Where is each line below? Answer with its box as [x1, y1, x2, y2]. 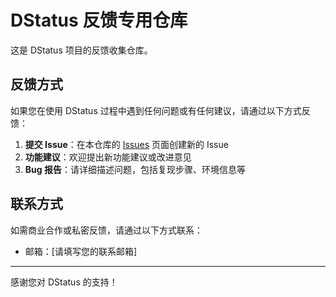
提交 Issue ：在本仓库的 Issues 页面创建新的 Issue [24, 138, 229, 150]
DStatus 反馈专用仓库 [10, 9, 188, 32]
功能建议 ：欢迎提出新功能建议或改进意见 [24, 151, 192, 163]
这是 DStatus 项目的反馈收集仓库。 [10, 44, 153, 56]
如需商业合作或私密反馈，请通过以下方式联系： [10, 224, 203, 236]
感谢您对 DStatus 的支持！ [10, 276, 118, 288]
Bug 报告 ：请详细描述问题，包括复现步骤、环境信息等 [24, 163, 246, 175]
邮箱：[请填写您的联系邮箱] [24, 245, 138, 257]
